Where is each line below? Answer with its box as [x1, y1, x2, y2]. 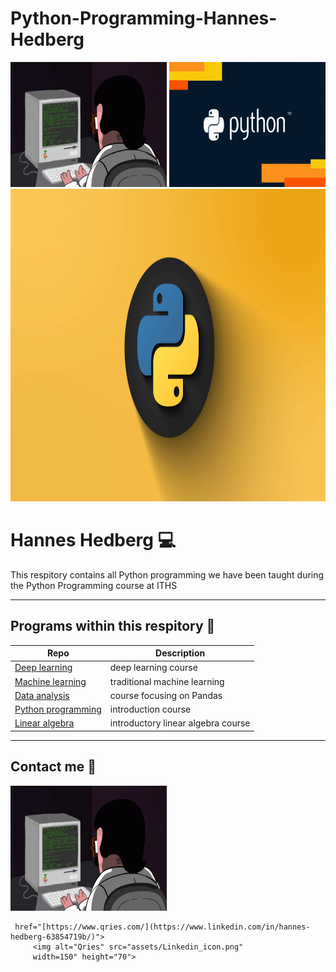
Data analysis [14, 689, 70, 701]
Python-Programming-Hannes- [10, 7, 278, 30]
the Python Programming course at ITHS [10, 579, 178, 591]
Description [155, 647, 206, 659]
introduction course [109, 703, 192, 716]
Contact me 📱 [10, 758, 97, 776]
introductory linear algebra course [109, 717, 251, 729]
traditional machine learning [109, 675, 225, 687]
